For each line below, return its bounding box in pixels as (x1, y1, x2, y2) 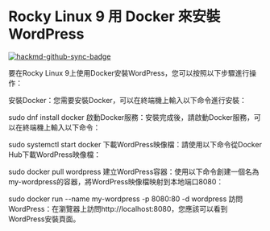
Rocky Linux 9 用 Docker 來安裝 (8, 7, 221, 26)
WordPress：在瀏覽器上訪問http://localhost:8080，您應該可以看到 (8, 204, 228, 213)
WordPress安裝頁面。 (8, 214, 81, 224)
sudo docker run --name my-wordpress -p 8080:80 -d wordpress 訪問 (8, 194, 243, 204)
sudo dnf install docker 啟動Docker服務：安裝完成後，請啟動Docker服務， (8, 112, 255, 122)
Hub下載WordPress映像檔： (8, 150, 102, 159)
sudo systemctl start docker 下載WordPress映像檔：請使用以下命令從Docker (8, 139, 262, 149)
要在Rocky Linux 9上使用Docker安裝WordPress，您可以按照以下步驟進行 (8, 68, 250, 77)
